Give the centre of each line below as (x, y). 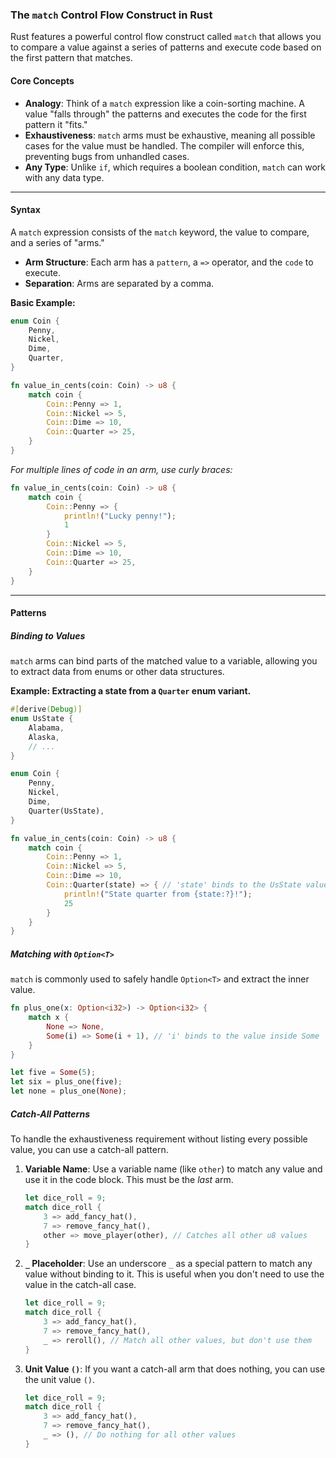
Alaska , (44, 737)
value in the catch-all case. (80, 1285)
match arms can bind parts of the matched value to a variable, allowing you (164, 661)
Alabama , (46, 728)
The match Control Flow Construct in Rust (111, 15)
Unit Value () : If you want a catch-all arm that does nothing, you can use (175, 1369)
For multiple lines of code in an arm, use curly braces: (121, 469)
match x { (49, 1018)
